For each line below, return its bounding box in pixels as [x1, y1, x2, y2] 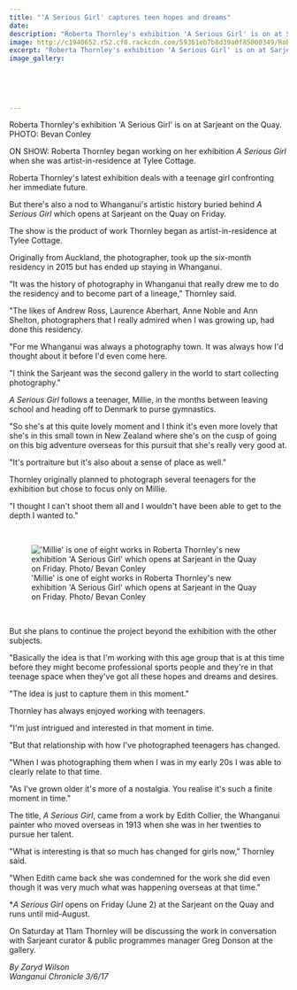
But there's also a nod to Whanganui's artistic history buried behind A [9, 199, 263, 210]
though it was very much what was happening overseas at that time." [9, 882, 261, 893]
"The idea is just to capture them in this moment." [9, 688, 190, 700]
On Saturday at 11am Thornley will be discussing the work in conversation [9, 926, 277, 937]
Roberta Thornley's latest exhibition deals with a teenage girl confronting [9, 173, 275, 183]
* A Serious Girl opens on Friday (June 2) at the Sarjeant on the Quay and [9, 900, 275, 910]
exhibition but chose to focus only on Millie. [9, 483, 168, 494]
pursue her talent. [9, 829, 74, 839]
